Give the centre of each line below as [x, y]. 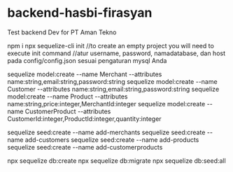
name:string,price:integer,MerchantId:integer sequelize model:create [106, 103]
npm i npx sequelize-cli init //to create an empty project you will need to [111, 45]
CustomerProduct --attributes [68, 111]
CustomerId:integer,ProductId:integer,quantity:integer [85, 119]
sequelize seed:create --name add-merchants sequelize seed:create [106, 132]
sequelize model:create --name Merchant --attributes [85, 74]
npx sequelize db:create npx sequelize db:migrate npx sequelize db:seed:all [116, 160]
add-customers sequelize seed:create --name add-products [112, 139]
